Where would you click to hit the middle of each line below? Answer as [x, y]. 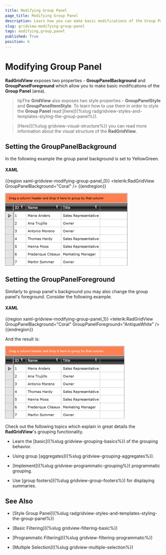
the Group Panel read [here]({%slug [54, 111]
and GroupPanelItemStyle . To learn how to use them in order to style [88, 106]
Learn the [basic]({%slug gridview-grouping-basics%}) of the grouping [85, 441]
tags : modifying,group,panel [35, 31]
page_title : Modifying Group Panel [42, 16]
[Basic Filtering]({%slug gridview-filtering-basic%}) [65, 528]
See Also [19, 501]
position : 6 [17, 42]
